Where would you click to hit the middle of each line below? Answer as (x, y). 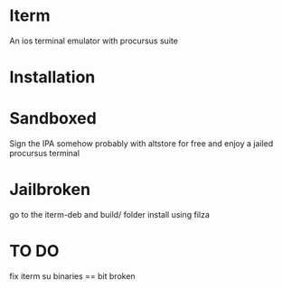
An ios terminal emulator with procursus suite (94, 41)
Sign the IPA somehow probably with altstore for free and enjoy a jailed (141, 144)
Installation (52, 77)
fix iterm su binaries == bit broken (72, 275)
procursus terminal (44, 154)
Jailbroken (50, 190)
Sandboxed (53, 119)
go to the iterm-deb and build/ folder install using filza (110, 214)
